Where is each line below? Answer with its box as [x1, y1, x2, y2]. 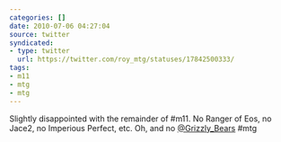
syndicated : [9, 38, 54, 48]
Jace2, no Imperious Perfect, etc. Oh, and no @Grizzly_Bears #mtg [9, 122, 258, 133]
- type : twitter [9, 47, 70, 56]
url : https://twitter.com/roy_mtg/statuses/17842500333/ [17, 55, 235, 64]
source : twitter [9, 30, 70, 39]
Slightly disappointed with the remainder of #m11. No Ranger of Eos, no [9, 113, 272, 124]
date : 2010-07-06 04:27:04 [9, 22, 110, 31]
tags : [9, 64, 30, 73]
